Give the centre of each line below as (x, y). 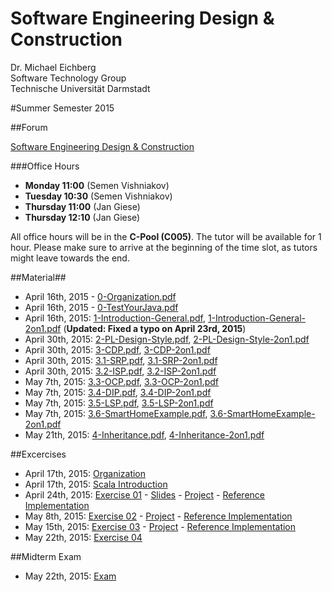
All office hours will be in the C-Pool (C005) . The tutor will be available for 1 (166, 236)
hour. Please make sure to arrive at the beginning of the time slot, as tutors (164, 247)
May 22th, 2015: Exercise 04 (83, 537)
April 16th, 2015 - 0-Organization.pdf (100, 296)
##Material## (38, 277)
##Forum (29, 127)
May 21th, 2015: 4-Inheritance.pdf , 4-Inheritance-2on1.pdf (144, 434)
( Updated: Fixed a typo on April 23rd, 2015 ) (155, 328)
